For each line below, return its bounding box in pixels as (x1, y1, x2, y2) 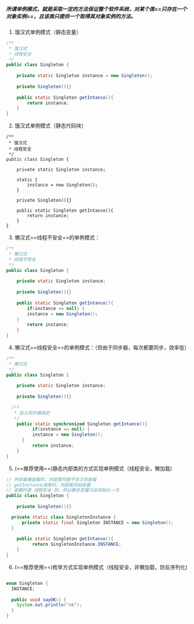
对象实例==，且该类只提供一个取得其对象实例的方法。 (6, 12, 136, 20)
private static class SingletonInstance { (11, 514, 116, 520)
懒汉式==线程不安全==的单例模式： (14, 234, 101, 241)
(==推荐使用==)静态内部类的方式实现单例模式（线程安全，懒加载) (14, 465, 172, 472)
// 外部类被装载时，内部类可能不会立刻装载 (6, 477, 97, 482)
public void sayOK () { (11, 597, 67, 602)
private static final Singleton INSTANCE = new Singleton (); (21, 519, 174, 526)
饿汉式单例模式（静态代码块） (14, 122, 86, 129)
